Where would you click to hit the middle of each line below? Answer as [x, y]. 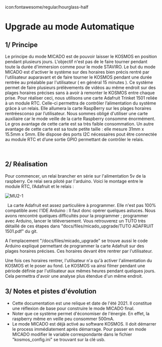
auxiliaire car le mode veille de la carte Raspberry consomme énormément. [80, 119]
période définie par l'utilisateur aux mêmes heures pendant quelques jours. [80, 271]
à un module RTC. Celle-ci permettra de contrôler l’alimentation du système [81, 103]
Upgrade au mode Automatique [70, 27]
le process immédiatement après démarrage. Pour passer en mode [79, 329]
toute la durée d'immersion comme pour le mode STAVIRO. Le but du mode [80, 67]
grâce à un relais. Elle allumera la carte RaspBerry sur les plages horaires [78, 108]
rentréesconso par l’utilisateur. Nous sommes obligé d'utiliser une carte [77, 113]
